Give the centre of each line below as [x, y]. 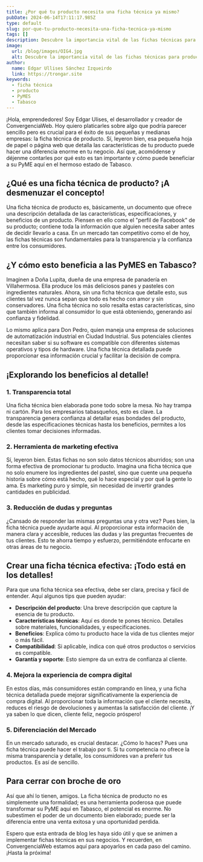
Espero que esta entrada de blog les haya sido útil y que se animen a [92, 833]
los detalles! [30, 575]
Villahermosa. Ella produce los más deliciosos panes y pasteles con [90, 286]
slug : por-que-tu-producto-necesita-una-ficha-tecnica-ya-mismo [89, 29]
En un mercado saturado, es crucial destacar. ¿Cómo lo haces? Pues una [97, 743]
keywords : [19, 79]
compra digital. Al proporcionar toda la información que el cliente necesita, [99, 701]
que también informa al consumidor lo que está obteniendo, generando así [99, 312]
